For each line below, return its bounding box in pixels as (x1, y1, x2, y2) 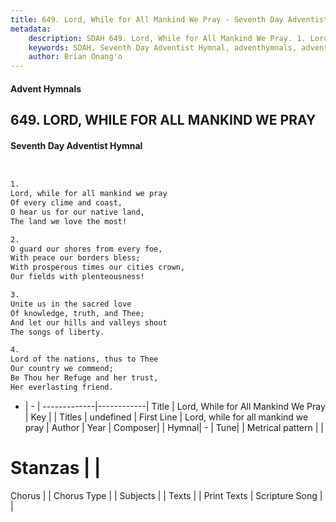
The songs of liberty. (10, 327, 105, 337)
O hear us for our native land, (10, 207, 145, 217)
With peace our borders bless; (10, 253, 141, 263)
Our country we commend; (10, 364, 114, 374)
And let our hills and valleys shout (10, 317, 168, 328)
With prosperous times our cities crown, (10, 262, 186, 273)
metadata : (10, 24, 52, 34)
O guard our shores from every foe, (10, 244, 163, 254)
